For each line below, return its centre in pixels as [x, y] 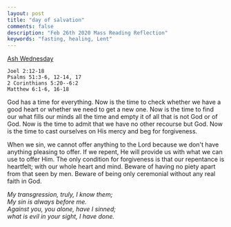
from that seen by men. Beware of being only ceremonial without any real [111, 174]
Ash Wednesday [30, 58]
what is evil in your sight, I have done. [61, 217]
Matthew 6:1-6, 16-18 [38, 89]
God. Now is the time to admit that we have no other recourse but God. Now [115, 124]
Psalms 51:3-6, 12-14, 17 [44, 77]
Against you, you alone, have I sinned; [61, 209]
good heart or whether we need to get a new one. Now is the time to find [110, 109]
